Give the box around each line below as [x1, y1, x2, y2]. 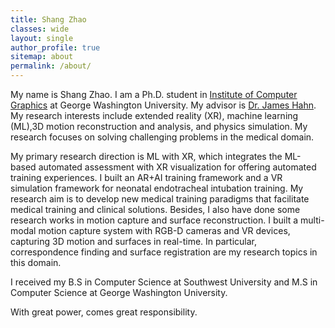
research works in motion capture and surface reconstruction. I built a [10, 214, 299, 226]
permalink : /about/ [10, 61, 92, 71]
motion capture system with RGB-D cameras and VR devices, [38, 225, 291, 236]
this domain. [10, 257, 62, 268]
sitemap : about [10, 52, 74, 62]
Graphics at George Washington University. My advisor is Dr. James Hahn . [10, 99, 317, 111]
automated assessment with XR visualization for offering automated [38, 161, 317, 173]
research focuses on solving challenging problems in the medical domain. [10, 131, 315, 143]
